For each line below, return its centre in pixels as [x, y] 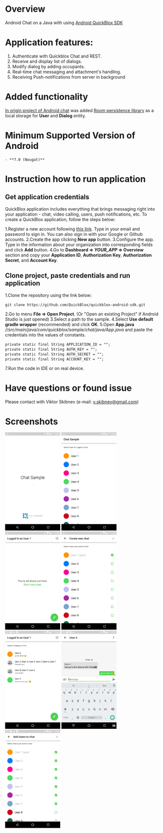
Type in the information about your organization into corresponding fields [79, 245]
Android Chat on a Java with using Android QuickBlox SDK [64, 23]
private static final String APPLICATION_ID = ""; [58, 344]
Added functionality [47, 97]
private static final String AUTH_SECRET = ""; [55, 354]
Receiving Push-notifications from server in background [69, 77]
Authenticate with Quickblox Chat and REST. [57, 56]
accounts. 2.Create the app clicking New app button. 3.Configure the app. [80, 239]
